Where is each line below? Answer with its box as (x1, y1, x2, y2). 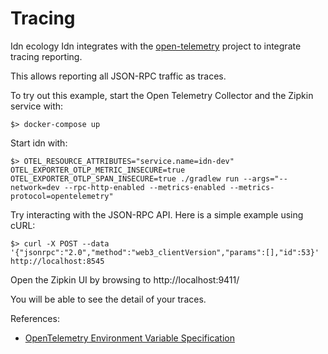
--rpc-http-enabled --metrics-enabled (63, 182, 226, 192)
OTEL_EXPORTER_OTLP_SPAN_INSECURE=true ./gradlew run (10, 173, 240, 184)
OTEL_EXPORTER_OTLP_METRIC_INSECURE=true (10, 165, 186, 175)
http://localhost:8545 (10, 256, 105, 266)
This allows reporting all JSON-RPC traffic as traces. (10, 70, 227, 82)
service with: (10, 100, 64, 112)
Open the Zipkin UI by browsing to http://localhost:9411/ (10, 273, 240, 286)
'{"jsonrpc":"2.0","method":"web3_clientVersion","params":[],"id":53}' (10, 247, 320, 257)
